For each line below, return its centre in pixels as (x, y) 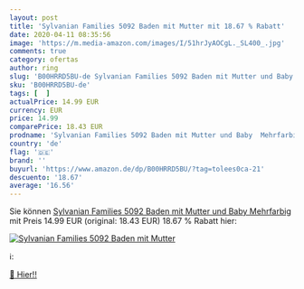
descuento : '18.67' (46, 177)
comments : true (38, 51)
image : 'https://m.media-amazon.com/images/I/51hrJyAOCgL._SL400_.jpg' (147, 43)
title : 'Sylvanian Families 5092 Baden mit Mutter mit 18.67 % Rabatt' (147, 26)
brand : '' (28, 160)
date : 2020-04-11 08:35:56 (60, 34)
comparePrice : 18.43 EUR (56, 127)
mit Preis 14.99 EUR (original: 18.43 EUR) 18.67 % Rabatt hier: (123, 221)
